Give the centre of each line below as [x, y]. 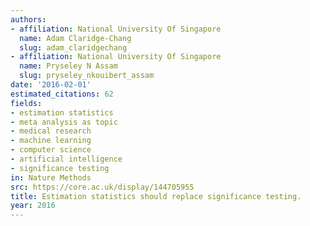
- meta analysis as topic [64, 122]
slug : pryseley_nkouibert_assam [87, 76]
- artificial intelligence [66, 159]
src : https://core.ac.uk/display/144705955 [102, 187]
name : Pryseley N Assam [68, 66]
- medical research [51, 131]
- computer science [51, 150]
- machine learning [51, 141]
